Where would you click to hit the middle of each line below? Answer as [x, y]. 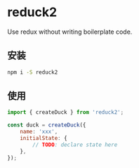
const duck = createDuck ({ [47, 125]
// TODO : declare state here [75, 145]
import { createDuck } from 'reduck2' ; [66, 112]
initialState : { [44, 138]
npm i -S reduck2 [33, 72]
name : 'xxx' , [39, 132]
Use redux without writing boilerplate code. [70, 32]
